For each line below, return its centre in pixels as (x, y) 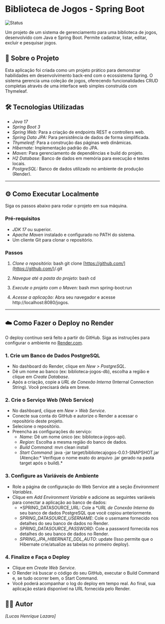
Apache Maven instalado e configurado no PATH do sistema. (74, 235)
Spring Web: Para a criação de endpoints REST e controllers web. (78, 132)
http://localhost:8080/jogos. (41, 302)
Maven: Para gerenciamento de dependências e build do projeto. (78, 153)
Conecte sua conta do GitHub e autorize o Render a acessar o (75, 416)
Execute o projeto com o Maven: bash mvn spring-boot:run (72, 287)
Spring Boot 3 (26, 127)
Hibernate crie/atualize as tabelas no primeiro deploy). (75, 544)
